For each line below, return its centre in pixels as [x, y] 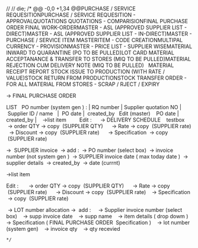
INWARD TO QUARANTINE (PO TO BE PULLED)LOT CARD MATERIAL [90, 53]
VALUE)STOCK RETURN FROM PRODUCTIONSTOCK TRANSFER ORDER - [96, 78]
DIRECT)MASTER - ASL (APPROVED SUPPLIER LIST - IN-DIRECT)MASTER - [99, 34]
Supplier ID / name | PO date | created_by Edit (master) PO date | [93, 113]
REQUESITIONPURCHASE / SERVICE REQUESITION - [71, 15]
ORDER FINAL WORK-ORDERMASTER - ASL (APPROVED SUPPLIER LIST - [97, 27]
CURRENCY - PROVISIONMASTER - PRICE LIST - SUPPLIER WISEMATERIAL [99, 46]
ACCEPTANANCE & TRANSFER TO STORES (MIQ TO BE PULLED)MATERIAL [99, 59]
